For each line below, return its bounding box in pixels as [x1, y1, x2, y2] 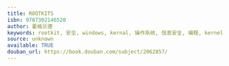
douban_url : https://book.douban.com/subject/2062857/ [7, 49, 168, 56]
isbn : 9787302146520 [7, 16, 67, 23]
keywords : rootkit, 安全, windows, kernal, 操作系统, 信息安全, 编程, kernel [7, 29, 223, 36]
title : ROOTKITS [7, 10, 54, 17]
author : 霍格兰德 [7, 23, 53, 30]
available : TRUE [7, 42, 54, 49]
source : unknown [7, 36, 54, 43]
